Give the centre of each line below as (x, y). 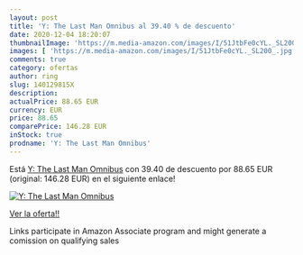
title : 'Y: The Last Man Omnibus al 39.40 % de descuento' (123, 26)
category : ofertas (44, 68)
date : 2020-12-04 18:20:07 (60, 34)
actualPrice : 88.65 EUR (54, 101)
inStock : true (36, 135)
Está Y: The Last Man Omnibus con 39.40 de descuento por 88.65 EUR (141, 168)
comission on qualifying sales (64, 241)
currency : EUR (36, 110)
